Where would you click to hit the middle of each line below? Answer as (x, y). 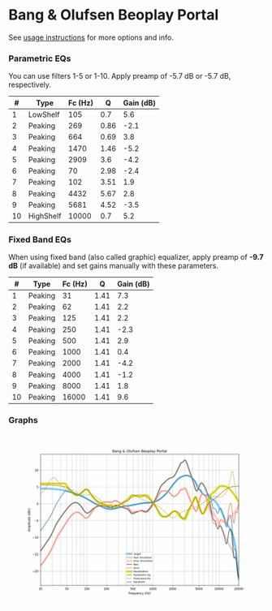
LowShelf (44, 114)
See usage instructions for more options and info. (91, 37)
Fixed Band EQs (40, 239)
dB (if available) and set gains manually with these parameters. (114, 266)
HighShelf (45, 216)
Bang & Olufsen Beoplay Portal (114, 15)
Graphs (23, 420)
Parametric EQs (40, 58)
